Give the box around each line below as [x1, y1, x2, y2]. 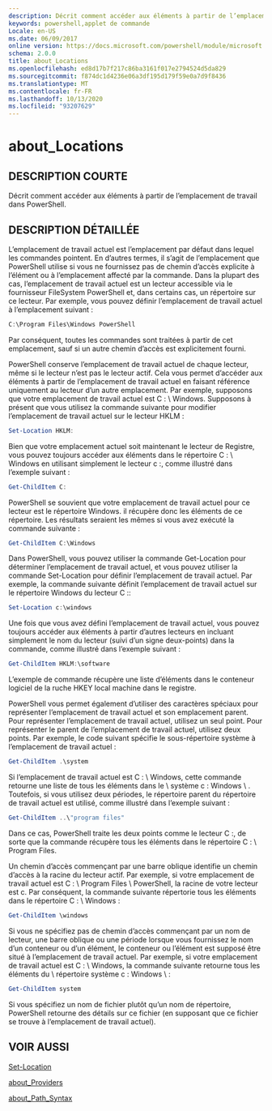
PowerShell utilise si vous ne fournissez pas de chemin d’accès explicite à [8, 261, 255, 271]
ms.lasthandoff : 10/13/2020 [8, 95, 104, 103]
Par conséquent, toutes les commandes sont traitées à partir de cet [8, 335, 233, 344]
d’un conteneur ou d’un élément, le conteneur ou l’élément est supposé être [8, 943, 261, 953]
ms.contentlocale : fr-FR [8, 87, 92, 96]
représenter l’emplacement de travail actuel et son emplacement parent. [8, 707, 249, 717]
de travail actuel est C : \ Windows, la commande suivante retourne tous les [8, 960, 261, 970]
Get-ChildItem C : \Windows [8, 539, 96, 547]
